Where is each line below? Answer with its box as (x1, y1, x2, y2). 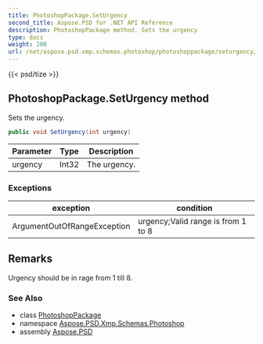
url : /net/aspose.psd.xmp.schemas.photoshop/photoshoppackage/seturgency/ (8, 48, 258, 56)
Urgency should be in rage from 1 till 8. (8, 273, 133, 282)
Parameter (12, 146, 52, 157)
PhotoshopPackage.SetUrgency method (8, 92, 210, 106)
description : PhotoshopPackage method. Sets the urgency (8, 26, 198, 34)
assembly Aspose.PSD (19, 327, 93, 337)
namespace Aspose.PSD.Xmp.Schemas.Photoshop (19, 319, 185, 328)
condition (175, 202, 213, 213)
